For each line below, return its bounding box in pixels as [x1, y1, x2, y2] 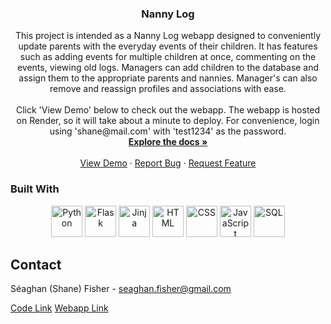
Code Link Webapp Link [10, 302, 109, 314]
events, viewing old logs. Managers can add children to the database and [16, 62, 320, 74]
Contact [10, 256, 62, 273]
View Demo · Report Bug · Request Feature [79, 157, 257, 169]
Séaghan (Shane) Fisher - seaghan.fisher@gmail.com [10, 283, 232, 295]
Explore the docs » [128, 136, 208, 148]
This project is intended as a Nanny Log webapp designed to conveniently [14, 30, 322, 42]
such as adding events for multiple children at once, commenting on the [19, 51, 317, 63]
